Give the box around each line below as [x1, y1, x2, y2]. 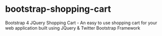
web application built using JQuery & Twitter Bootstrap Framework [5, 25, 141, 31]
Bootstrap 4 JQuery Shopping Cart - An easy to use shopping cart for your [5, 20, 157, 26]
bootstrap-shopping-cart [5, 3, 111, 15]
